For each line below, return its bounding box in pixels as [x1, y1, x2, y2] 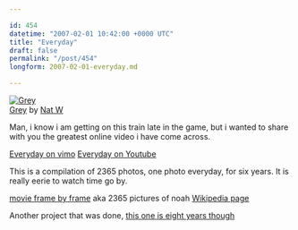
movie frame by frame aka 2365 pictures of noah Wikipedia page [9, 193, 250, 203]
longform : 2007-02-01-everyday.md [9, 63, 139, 72]
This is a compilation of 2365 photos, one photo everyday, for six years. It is [9, 166, 289, 176]
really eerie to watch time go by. [9, 175, 128, 186]
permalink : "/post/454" [9, 55, 98, 64]
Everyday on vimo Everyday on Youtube [9, 149, 157, 159]
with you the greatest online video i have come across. [9, 132, 211, 141]
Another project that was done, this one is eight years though [9, 210, 235, 220]
